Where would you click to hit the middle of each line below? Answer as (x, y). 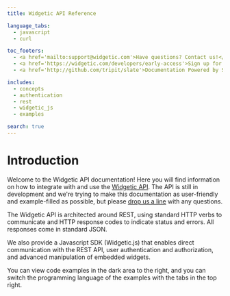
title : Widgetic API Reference (52, 13)
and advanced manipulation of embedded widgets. (79, 257)
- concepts (29, 89)
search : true (26, 127)
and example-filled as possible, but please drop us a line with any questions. (115, 201)
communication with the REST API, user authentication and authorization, (110, 249)
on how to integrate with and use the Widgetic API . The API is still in (103, 186)
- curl (23, 38)
